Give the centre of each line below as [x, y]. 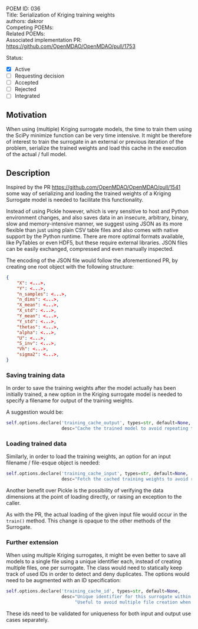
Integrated [27, 96]
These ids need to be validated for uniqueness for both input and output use [99, 613]
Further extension [32, 542]
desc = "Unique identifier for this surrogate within [126, 597]
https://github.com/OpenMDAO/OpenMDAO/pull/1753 [71, 46]
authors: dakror [25, 21]
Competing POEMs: [30, 27]
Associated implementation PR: [44, 40]
